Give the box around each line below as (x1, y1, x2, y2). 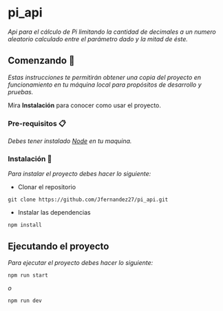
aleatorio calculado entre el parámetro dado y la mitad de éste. (8, 34, 189, 43)
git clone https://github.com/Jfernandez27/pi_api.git (8, 196, 169, 204)
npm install (8, 222, 42, 228)
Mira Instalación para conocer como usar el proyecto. (8, 101, 161, 109)
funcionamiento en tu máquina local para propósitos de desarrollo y (8, 81, 202, 89)
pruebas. (8, 87, 34, 96)
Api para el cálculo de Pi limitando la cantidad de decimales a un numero (8, 28, 216, 36)
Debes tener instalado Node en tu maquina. (8, 137, 132, 145)
